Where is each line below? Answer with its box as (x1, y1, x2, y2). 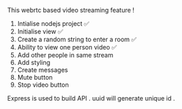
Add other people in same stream (17, 51, 114, 59)
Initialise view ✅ (17, 27, 63, 36)
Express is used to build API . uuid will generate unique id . (7, 94, 176, 102)
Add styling (17, 59, 51, 66)
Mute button (17, 73, 53, 81)
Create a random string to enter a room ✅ (17, 35, 137, 43)
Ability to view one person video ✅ (17, 43, 117, 51)
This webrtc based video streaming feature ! (7, 6, 135, 14)
